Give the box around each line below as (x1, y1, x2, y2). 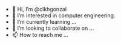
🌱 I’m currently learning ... (11, 18, 77, 25)
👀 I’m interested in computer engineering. (11, 12, 116, 19)
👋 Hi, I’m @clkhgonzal (11, 6, 67, 12)
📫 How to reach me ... (11, 32, 68, 38)
